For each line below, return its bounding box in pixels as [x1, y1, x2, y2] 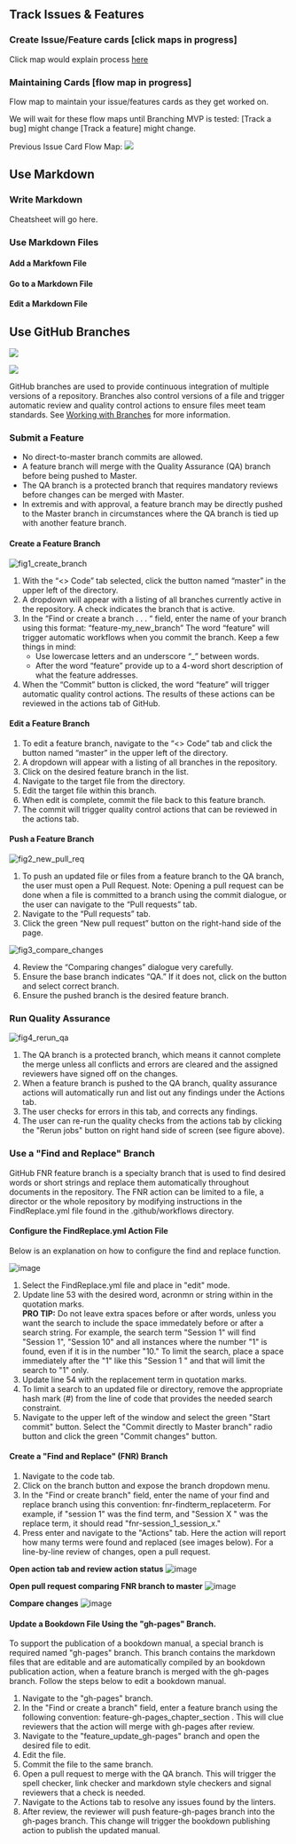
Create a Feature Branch [9, 538, 101, 549]
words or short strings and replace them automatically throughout [9, 1177, 250, 1188]
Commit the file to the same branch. [21, 1759, 153, 1770]
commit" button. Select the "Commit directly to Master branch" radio [21, 1421, 273, 1432]
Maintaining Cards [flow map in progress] [9, 76, 192, 88]
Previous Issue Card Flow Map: [9, 141, 122, 152]
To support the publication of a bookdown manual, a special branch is [9, 1638, 264, 1649]
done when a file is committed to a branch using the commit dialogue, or [21, 890, 287, 901]
